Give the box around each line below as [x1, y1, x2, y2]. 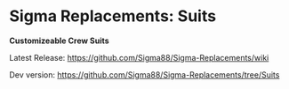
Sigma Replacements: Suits [9, 6, 216, 26]
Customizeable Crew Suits [9, 35, 109, 46]
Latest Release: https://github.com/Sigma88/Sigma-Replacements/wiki [9, 52, 269, 63]
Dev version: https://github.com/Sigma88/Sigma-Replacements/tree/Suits [9, 69, 280, 80]
